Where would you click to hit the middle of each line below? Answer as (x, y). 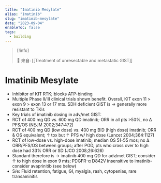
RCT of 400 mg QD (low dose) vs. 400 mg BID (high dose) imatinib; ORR (84, 130)
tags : (10, 32)
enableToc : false (22, 28)
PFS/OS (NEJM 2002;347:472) (43, 125)
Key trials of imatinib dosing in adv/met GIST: (57, 114)
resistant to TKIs (28, 109)
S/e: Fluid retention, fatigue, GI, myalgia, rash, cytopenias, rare (74, 171)
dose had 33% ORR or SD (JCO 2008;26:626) (58, 150)
